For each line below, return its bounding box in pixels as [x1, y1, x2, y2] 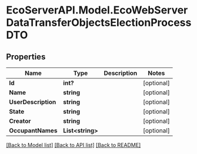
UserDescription [9, 98, 56, 106]
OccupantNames [9, 126, 58, 135]
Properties [6, 52, 46, 61]
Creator [9, 117, 31, 125]
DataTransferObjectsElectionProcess [6, 16, 192, 29]
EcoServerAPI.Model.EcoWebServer [6, 4, 188, 17]
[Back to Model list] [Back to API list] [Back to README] [6, 142, 141, 148]
